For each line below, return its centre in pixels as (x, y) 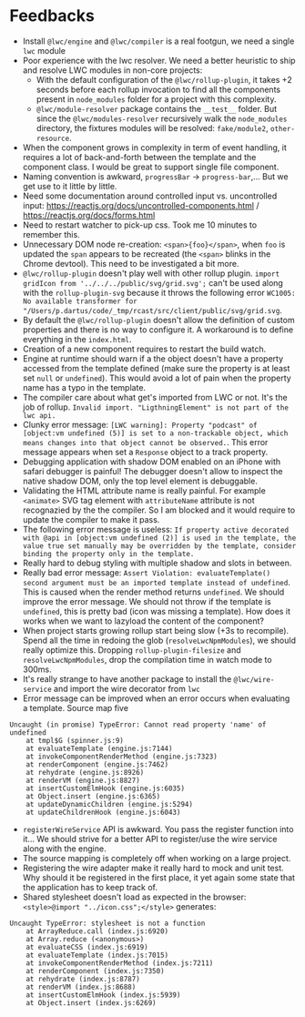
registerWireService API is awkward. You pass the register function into (158, 829)
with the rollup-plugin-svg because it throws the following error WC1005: (159, 292)
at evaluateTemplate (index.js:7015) (97, 955)
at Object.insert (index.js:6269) (91, 1002)
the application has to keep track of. (90, 887)
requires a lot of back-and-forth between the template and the (139, 157)
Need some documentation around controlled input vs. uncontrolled (150, 196)
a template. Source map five (76, 707)
